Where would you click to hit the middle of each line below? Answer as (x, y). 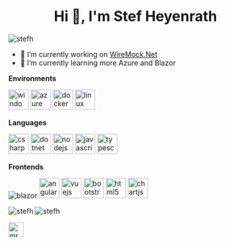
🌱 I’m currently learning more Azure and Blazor (98, 63)
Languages (27, 122)
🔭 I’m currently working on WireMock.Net (89, 54)
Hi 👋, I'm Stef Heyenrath (135, 16)
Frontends (26, 166)
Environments (32, 78)
